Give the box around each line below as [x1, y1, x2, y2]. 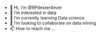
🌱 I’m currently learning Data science [9, 15, 85, 20]
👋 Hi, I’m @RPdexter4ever [9, 5, 62, 10]
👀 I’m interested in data [9, 10, 56, 16]
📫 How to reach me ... [9, 26, 55, 31]
